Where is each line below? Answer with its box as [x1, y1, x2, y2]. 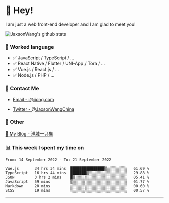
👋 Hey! [5, 5, 34, 16]
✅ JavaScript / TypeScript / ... [12, 55, 74, 61]
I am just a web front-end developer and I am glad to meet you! [5, 21, 136, 27]
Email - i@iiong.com [12, 96, 54, 102]
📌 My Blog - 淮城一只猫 [5, 130, 53, 137]
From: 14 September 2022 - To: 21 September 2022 [5, 157, 112, 163]
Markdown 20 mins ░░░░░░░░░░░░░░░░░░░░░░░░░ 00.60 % [5, 184, 150, 189]
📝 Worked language [5, 43, 54, 50]
